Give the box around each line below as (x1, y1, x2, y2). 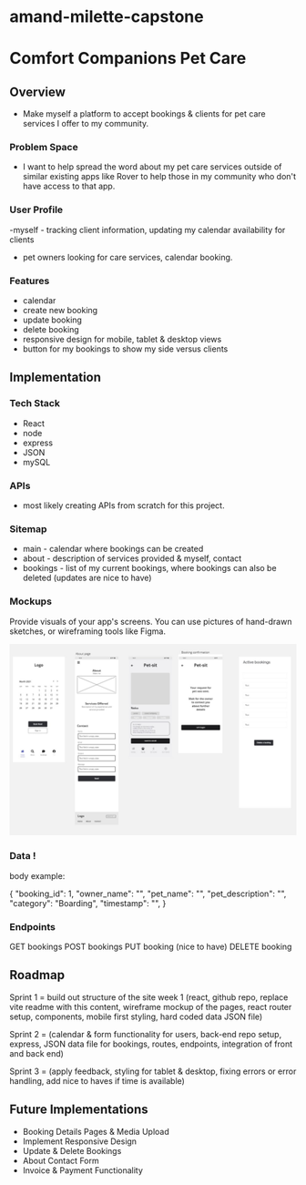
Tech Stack (9, 397, 61, 410)
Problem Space (9, 141, 79, 154)
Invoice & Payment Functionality (22, 1164, 144, 1176)
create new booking (22, 305, 98, 316)
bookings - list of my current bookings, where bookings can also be (22, 563, 277, 574)
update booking (22, 314, 82, 325)
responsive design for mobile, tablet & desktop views (22, 334, 222, 345)
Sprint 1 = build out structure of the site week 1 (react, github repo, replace (9, 991, 289, 1003)
